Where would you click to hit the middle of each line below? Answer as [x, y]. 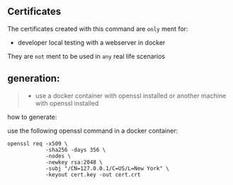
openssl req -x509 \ [38, 144]
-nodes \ [58, 156]
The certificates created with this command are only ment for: [98, 28]
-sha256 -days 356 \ [75, 150]
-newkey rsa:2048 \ [74, 162]
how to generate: [32, 117]
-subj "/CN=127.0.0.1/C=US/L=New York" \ [107, 168]
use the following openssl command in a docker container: [93, 130]
